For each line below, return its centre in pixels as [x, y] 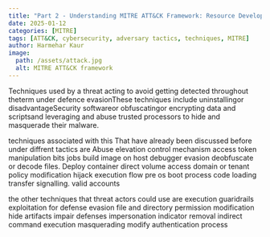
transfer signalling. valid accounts [64, 183]
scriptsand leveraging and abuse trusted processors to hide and [115, 116]
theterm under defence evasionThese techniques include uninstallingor [126, 99]
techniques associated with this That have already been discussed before [131, 141]
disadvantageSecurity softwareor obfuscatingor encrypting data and [122, 108]
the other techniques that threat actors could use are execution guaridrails [131, 198]
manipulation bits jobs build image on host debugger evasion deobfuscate [131, 157]
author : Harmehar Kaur [46, 46]
